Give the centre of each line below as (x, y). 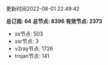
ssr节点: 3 (27, 41)
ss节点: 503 (29, 34)
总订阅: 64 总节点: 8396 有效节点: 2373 (54, 21)
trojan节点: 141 (32, 56)
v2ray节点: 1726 (34, 48)
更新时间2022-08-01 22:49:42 (43, 9)
